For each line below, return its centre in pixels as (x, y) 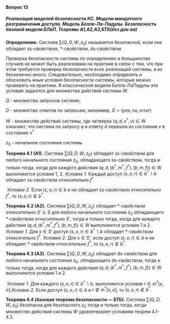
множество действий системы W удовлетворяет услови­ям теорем (78, 312)
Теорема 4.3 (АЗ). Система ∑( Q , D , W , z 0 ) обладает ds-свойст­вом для (81, 254)
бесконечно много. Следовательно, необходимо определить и (74, 75)
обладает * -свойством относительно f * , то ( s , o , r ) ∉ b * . (66, 243)
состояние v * (20, 132)
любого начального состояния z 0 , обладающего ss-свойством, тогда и (83, 161)
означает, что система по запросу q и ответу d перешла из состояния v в (85, 127)
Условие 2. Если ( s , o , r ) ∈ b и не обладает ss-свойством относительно (84, 190)
